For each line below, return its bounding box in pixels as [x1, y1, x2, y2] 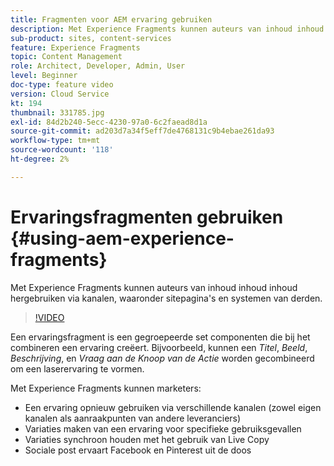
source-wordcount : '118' [10, 145, 114, 155]
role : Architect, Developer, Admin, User [10, 61, 186, 71]
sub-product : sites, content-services [10, 33, 172, 43]
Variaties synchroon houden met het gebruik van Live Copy [24, 433, 270, 445]
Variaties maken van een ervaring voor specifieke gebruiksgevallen [24, 422, 302, 435]
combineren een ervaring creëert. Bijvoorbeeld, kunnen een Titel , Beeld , [10, 341, 308, 353]
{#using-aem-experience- [10, 227, 235, 250]
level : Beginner [10, 71, 78, 81]
